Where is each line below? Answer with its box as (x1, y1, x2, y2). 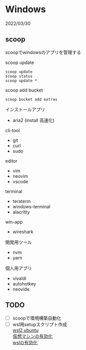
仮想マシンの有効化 (12, 333, 53, 339)
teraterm (12, 198, 31, 204)
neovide (12, 286, 30, 292)
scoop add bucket (5, 87, 43, 93)
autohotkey (12, 280, 36, 287)
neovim (12, 173, 28, 179)
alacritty (12, 209, 30, 215)
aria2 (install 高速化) (12, 117, 55, 123)
